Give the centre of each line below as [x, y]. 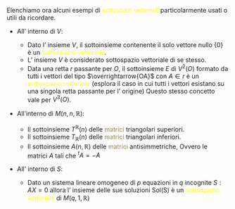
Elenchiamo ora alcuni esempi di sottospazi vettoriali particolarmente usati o [117, 10]
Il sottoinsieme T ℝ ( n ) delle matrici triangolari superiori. [106, 128]
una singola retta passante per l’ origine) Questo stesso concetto [121, 91]
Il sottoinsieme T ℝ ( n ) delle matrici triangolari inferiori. [104, 138]
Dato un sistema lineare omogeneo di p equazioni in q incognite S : [124, 183]
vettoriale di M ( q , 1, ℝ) [58, 198]
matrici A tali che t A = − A [64, 155]
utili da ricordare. [31, 18]
